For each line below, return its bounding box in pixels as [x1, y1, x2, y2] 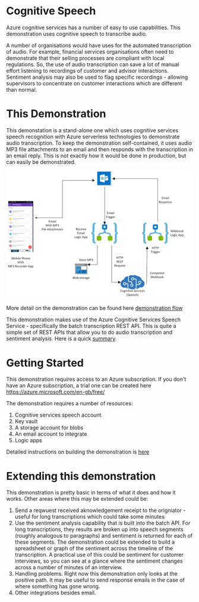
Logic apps [14, 437, 43, 444]
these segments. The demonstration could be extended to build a [14, 538, 175, 546]
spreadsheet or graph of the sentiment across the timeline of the [14, 545, 173, 552]
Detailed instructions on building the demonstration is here [6, 448, 150, 455]
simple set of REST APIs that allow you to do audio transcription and [6, 329, 173, 336]
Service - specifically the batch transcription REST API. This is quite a [6, 322, 176, 330]
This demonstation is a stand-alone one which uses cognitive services [6, 126, 179, 134]
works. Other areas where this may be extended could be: [6, 495, 149, 502]
